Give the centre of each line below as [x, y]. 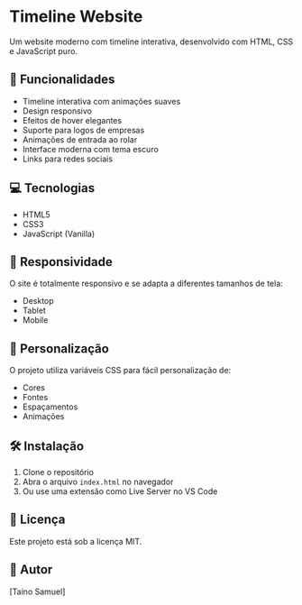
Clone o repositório [58, 472]
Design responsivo [57, 111]
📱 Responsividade [61, 262]
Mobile [35, 320]
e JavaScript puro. [44, 50]
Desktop [38, 301]
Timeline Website [76, 17]
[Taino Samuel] [37, 591]
